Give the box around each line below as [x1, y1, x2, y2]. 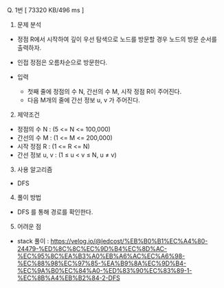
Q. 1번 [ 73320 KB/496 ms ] [7, 6, 85, 14]
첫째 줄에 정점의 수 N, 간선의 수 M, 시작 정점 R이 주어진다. [27, 88, 182, 95]
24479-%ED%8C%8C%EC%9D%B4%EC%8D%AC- [16, 245, 168, 252]
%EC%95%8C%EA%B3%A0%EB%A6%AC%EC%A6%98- [16, 252, 186, 260]
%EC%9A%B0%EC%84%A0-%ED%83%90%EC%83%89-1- [16, 267, 192, 274]
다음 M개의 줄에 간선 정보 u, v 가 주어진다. [27, 96, 141, 104]
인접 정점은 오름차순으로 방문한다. [16, 58, 108, 67]
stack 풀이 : [16, 237, 49, 245]
